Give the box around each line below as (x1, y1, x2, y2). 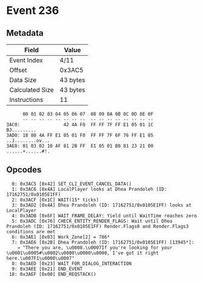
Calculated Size (9, 86, 54, 94)
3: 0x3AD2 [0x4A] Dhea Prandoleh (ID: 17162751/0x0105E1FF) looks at (12, 202, 191, 208)
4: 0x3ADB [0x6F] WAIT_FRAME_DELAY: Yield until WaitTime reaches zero (12, 213, 198, 219)
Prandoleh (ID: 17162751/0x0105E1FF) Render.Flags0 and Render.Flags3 (6, 223, 189, 230)
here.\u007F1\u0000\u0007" (6, 255, 75, 261)
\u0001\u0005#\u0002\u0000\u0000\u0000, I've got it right (6, 250, 159, 256)
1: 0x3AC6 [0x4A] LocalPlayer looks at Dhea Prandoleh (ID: (12, 186, 167, 192)
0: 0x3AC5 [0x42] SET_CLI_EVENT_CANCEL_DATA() (12, 180, 132, 187)
